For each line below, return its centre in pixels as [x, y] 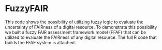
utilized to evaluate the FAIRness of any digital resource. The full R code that [81, 37]
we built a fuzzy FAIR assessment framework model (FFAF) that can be [75, 32]
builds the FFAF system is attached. [40, 42]
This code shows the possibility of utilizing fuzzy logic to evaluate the [74, 22]
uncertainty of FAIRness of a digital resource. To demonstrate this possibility [81, 27]
